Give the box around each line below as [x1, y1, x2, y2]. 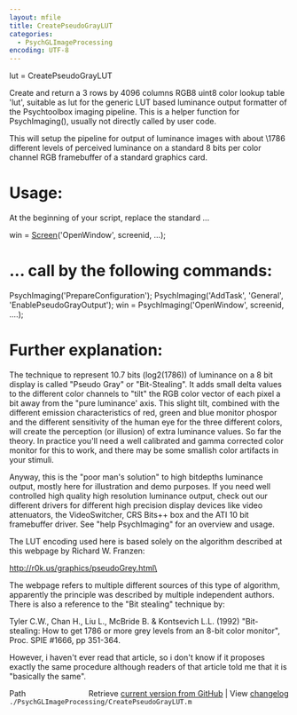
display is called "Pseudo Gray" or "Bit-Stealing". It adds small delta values [9, 378, 282, 389]
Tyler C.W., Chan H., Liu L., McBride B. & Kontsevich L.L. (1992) [9, 616, 240, 626]
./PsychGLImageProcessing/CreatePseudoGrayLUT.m [9, 697, 192, 706]
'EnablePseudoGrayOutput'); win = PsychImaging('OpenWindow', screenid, [9, 299, 285, 310]
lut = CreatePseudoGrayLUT [9, 70, 113, 81]
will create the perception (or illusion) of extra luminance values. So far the [9, 425, 282, 436]
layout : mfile [9, 12, 62, 22]
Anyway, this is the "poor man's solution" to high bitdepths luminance [9, 472, 263, 482]
